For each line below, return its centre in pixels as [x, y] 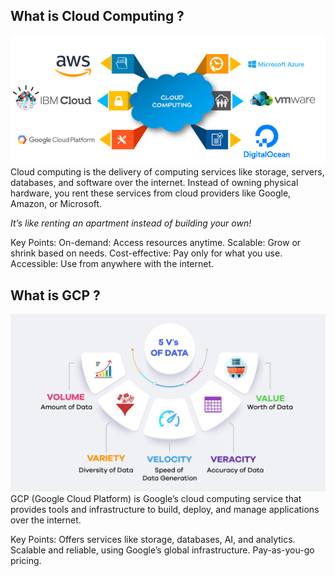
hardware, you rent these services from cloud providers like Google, [151, 193]
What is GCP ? [55, 295]
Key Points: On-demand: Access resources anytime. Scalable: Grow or [156, 243]
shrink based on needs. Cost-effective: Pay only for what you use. [146, 253]
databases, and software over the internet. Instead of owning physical [154, 183]
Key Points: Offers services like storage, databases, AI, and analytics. [153, 539]
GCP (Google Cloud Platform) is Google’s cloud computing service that [156, 498]
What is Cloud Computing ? [97, 16]
